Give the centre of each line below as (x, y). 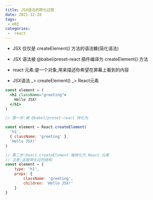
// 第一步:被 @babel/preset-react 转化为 (47, 118)
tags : (11, 19)
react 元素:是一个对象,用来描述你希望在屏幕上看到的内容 (71, 70)
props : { (23, 174)
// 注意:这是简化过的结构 (29, 160)
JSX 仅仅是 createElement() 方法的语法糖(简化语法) (66, 48)
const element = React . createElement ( (46, 127)
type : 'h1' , (27, 169)
